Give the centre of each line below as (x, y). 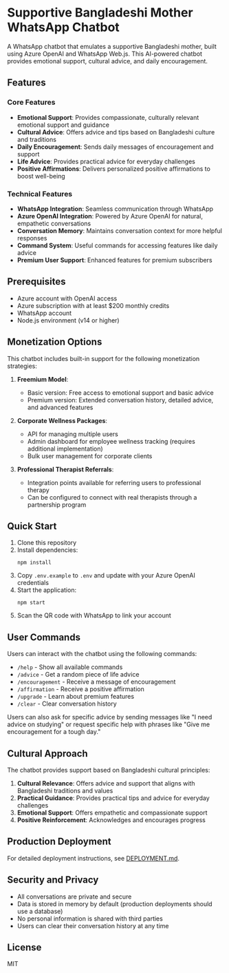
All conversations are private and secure (74, 897)
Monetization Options (55, 342)
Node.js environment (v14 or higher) (68, 320)
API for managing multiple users (73, 434)
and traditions (37, 139)
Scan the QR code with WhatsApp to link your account (94, 615)
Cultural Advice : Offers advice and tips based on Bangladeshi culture (116, 132)
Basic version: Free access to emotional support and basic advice (121, 392)
